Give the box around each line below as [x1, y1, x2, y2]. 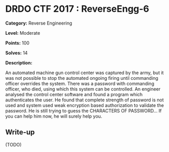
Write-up [5, 128, 35, 137]
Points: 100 [5, 39, 30, 46]
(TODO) [5, 141, 22, 147]
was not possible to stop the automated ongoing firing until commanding [5, 75, 159, 81]
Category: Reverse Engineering [5, 20, 73, 26]
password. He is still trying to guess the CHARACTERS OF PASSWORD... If [5, 107, 162, 114]
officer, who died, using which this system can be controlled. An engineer [5, 85, 161, 92]
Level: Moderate [5, 30, 40, 36]
